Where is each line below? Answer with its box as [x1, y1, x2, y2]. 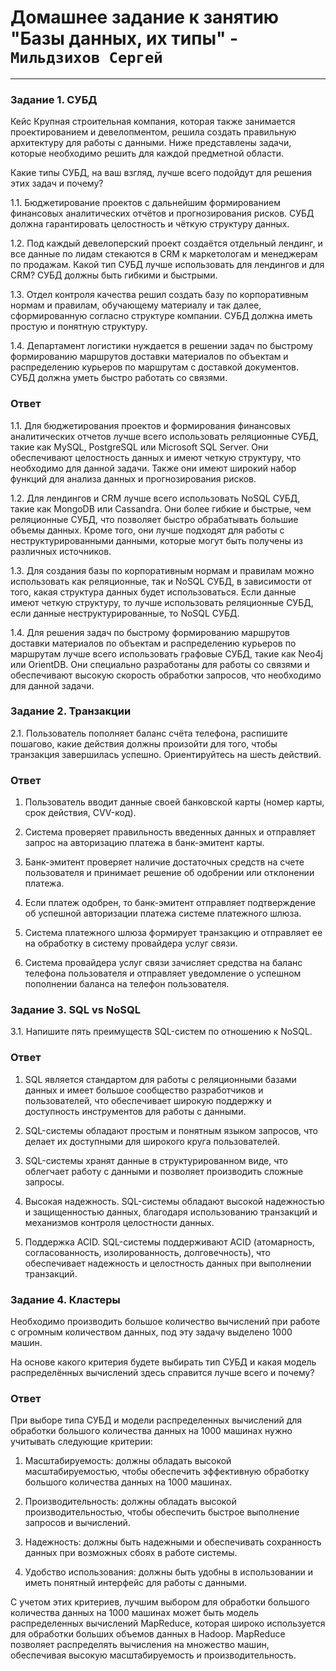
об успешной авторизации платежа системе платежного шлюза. [24, 907, 302, 920]
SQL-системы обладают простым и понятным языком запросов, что [24, 1124, 318, 1136]
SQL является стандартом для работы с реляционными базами [24, 1073, 297, 1085]
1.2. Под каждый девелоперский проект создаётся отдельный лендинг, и [10, 237, 323, 250]
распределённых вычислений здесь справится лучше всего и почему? [10, 1367, 315, 1379]
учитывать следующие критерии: [10, 1436, 153, 1448]
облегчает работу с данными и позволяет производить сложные [24, 1165, 304, 1177]
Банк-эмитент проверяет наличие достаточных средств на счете [24, 856, 305, 868]
